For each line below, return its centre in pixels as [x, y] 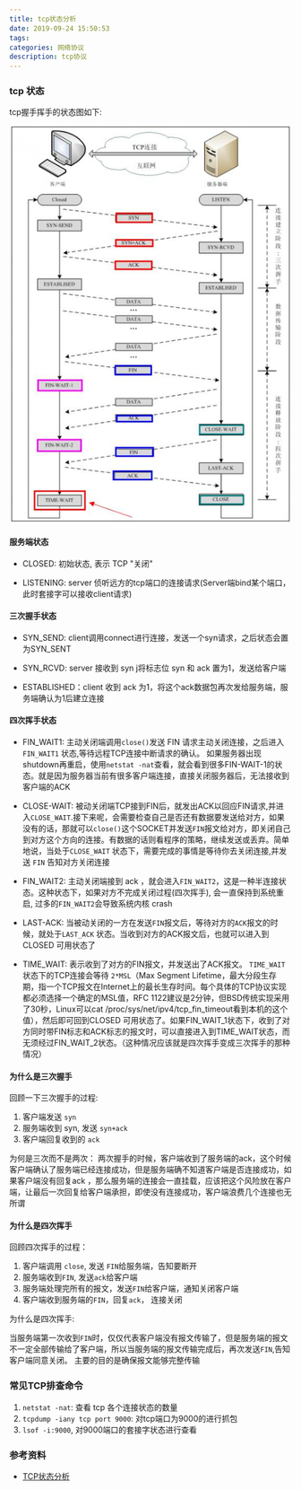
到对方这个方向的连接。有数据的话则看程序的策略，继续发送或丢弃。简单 [155, 839]
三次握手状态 [33, 616]
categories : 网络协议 [47, 48]
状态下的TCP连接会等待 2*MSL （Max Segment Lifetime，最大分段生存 [149, 975]
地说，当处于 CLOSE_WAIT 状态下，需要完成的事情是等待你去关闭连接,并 [150, 850]
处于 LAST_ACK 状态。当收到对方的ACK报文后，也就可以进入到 [158, 933]
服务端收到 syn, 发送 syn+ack [75, 1128]
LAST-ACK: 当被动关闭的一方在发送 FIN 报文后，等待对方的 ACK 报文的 [146, 922]
